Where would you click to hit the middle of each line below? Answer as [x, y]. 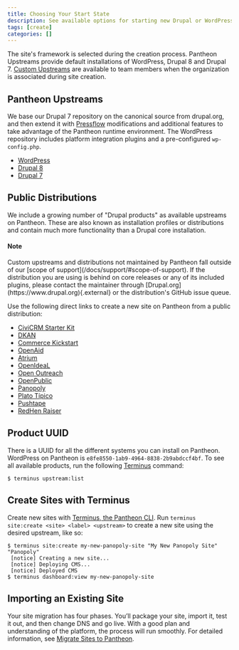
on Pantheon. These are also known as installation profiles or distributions [116, 222]
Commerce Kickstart [48, 343]
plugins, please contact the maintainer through [76, 285]
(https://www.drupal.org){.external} [59, 293]
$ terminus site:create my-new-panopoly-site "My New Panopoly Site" [113, 545]
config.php [23, 147]
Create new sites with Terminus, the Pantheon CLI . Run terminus [102, 518]
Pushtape [32, 404]
